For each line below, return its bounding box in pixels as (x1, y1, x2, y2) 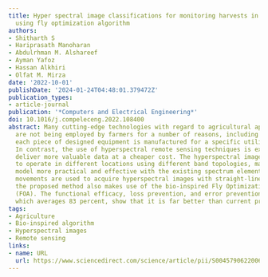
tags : (8, 204, 26, 212)
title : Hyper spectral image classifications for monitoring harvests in (8, 11, 259, 20)
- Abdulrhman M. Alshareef (8, 49, 98, 57)
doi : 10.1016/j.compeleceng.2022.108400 (8, 116, 145, 124)
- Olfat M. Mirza (8, 71, 66, 79)
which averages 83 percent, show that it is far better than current (15, 197, 251, 205)
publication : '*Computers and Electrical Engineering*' (8, 109, 198, 117)
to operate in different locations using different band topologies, (15, 160, 251, 168)
